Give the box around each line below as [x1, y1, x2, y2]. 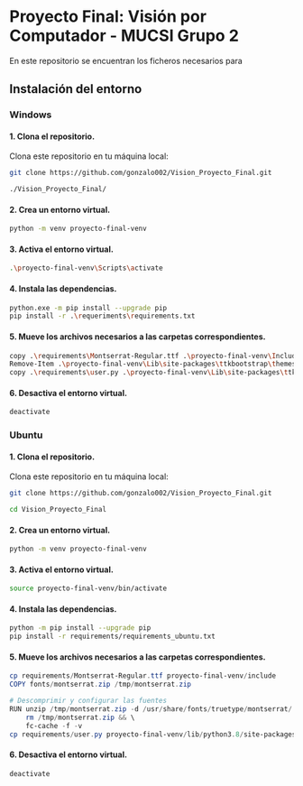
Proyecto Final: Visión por [9, 6, 207, 27]
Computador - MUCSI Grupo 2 [9, 25, 239, 46]
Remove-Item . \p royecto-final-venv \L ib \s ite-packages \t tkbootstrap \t [9, 359, 277, 369]
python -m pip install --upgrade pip [9, 624, 151, 633]
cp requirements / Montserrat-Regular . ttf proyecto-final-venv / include [9, 671, 277, 680]
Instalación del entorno [9, 81, 142, 97]
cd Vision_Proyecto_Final [9, 505, 106, 514]
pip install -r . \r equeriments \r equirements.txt [9, 311, 196, 321]
